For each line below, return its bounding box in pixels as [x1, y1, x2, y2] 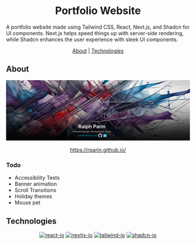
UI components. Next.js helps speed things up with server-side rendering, [6, 29, 184, 36]
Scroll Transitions [14, 187, 57, 194]
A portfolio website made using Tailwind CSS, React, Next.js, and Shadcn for [6, 23, 190, 30]
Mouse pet [14, 199, 41, 206]
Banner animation [14, 180, 57, 188]
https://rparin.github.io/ [69, 146, 127, 153]
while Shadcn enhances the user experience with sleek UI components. [6, 36, 178, 43]
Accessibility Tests [14, 174, 60, 181]
